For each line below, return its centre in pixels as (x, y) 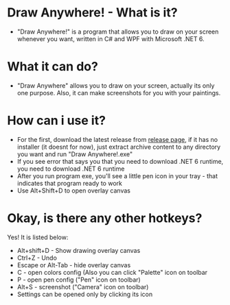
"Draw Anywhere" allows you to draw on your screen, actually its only (116, 85)
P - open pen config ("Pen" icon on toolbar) (79, 280)
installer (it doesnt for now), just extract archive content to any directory (119, 147)
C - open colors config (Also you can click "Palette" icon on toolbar (112, 272)
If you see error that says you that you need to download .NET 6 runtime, (120, 161)
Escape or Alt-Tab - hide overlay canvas (74, 265)
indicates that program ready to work (69, 183)
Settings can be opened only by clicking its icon (85, 294)
